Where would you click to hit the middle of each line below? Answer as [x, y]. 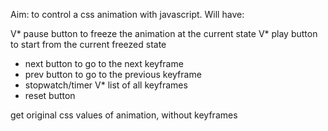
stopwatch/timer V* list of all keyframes [106, 85]
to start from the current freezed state [88, 44]
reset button [50, 95]
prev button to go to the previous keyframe [113, 74]
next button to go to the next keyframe [104, 63]
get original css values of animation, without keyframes [124, 115]
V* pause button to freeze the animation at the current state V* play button [164, 33]
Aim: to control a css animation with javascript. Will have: [127, 14]
